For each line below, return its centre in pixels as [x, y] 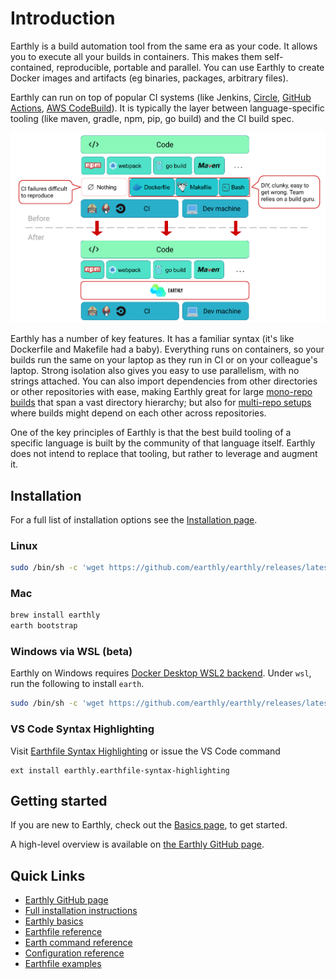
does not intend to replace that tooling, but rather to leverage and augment [164, 454]
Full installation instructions [81, 911]
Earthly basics [54, 921]
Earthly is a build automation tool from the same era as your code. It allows [164, 46]
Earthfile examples [63, 964]
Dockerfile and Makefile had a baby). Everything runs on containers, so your [167, 349]
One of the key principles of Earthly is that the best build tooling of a [151, 433]
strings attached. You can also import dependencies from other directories [164, 381]
